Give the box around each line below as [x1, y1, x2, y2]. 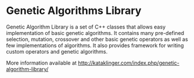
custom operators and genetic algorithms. [6, 48, 108, 55]
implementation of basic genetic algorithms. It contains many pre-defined [6, 29, 185, 36]
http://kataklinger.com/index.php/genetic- [78, 59, 180, 66]
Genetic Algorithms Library [6, 4, 142, 17]
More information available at [6, 59, 77, 66]
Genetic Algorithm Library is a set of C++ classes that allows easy [6, 23, 166, 30]
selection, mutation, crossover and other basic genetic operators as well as [6, 36, 188, 42]
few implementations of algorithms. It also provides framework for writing [6, 42, 184, 49]
